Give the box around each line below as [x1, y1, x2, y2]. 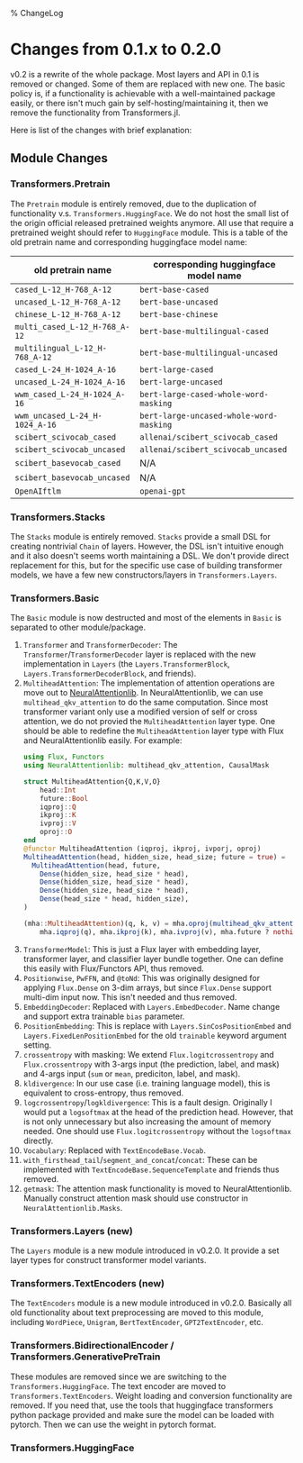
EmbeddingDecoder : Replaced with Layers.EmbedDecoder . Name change [22, 1001, 281, 1012]
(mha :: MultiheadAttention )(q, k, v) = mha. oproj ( [22, 919, 214, 928]
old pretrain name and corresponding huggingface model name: [10, 236, 248, 247]
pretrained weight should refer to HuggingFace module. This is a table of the [10, 227, 289, 238]
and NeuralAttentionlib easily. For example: [22, 735, 183, 746]
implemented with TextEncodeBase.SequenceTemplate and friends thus [22, 1164, 280, 1175]
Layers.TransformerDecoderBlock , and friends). [22, 668, 197, 679]
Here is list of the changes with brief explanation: [10, 124, 192, 135]
